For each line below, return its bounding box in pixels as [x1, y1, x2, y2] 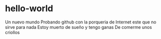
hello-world [5, 3, 54, 14]
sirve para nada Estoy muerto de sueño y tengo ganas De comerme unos [5, 24, 152, 30]
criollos [5, 29, 20, 35]
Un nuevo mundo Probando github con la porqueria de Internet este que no [5, 19, 157, 25]
